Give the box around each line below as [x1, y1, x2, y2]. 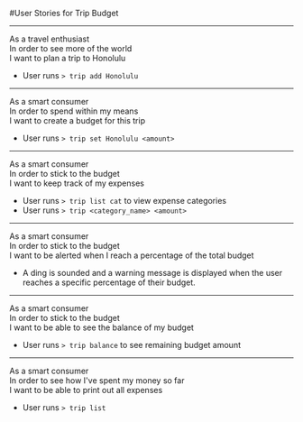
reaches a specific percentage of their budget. [22, 277, 196, 288]
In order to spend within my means [9, 105, 139, 116]
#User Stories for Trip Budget [9, 8, 119, 18]
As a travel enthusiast [9, 33, 90, 44]
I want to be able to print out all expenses [9, 385, 163, 395]
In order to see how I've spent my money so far [9, 375, 185, 386]
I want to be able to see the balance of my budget [9, 322, 194, 333]
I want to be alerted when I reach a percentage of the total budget [9, 250, 254, 261]
